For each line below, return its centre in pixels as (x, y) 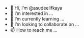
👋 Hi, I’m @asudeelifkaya (36, 8)
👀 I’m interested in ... (32, 13)
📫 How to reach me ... (34, 30)
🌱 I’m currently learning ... (37, 19)
